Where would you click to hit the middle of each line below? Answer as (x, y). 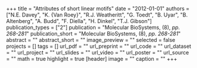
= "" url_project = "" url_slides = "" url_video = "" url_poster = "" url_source (98, 52)
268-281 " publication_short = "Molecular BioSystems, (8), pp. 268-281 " (93, 34)
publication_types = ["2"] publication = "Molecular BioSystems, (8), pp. (93, 27)
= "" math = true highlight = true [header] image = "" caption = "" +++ (92, 59)
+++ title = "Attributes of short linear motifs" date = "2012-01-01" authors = (98, 9)
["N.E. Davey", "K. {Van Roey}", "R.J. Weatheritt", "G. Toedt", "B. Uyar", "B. (97, 15)
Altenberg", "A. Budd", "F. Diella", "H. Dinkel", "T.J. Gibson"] (79, 21)
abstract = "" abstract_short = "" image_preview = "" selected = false (91, 40)
